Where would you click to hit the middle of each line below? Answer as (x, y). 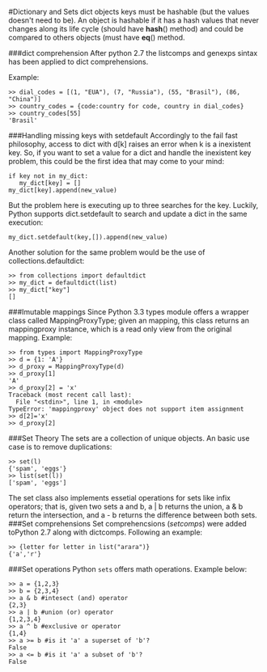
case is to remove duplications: (60, 447)
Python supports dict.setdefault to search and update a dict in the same (128, 214)
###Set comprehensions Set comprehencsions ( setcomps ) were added (127, 524)
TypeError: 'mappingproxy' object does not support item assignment (126, 409)
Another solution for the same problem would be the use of (107, 252)
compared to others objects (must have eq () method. (97, 37)
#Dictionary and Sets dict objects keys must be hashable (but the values (129, 12)
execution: (26, 222)
